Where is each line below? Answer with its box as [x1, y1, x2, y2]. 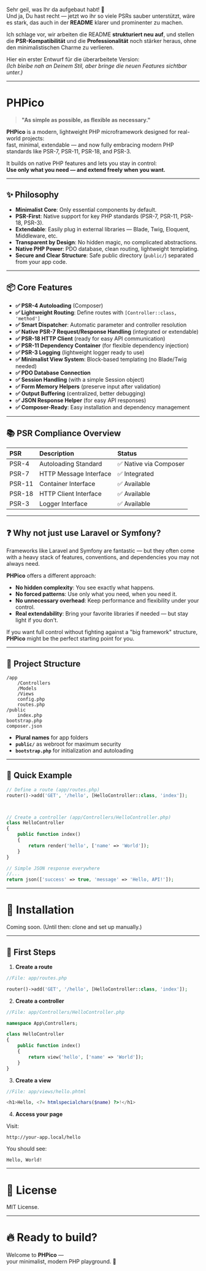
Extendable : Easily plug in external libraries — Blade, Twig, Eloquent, [15, 225, 190, 233]
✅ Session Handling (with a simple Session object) [15, 376, 145, 383]
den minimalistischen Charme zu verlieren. [6, 44, 115, 51]
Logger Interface [39, 500, 88, 508]
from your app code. [15, 258, 67, 265]
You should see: [6, 1145, 47, 1153]
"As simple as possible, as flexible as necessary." [21, 116, 151, 123]
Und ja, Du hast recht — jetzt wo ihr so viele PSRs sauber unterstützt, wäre [6, 12, 195, 20]
